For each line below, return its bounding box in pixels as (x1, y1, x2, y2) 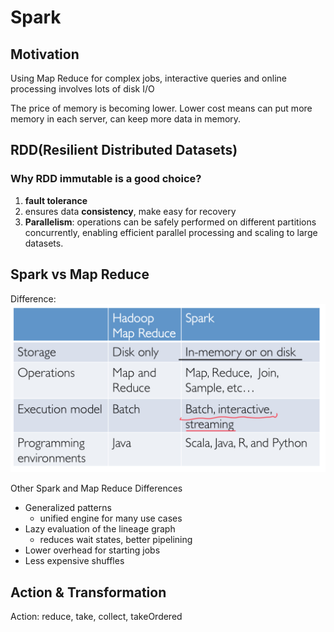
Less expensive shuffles (24, 555, 125, 567)
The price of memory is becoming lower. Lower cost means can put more (10, 102, 313, 114)
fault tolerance (24, 194, 88, 206)
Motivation (10, 46, 80, 63)
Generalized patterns (24, 502, 112, 514)
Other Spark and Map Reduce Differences (10, 482, 183, 495)
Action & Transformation (10, 584, 167, 601)
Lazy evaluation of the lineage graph (24, 523, 176, 535)
